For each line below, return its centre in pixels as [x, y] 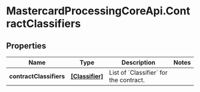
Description [138, 62]
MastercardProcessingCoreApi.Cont [98, 11]
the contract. [127, 80]
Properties [26, 46]
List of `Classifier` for [138, 73]
